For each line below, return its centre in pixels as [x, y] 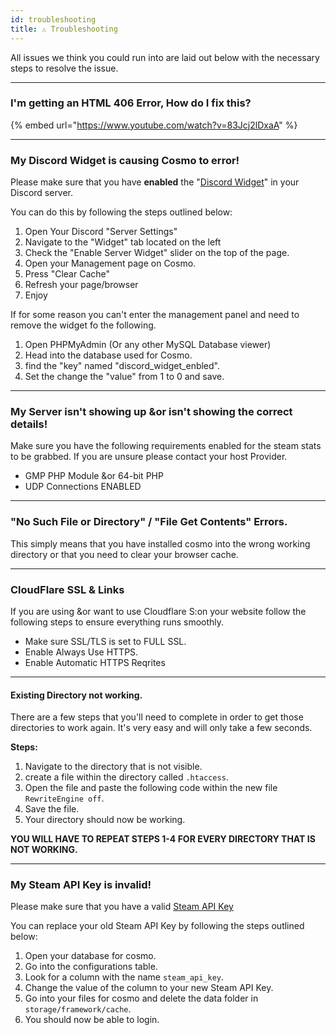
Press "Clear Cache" [67, 274]
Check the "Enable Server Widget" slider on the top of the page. [157, 253]
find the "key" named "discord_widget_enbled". [122, 366]
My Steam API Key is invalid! [81, 885]
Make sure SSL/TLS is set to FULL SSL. [105, 641]
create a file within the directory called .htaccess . [126, 777]
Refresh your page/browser [81, 285]
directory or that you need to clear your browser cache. [124, 554]
